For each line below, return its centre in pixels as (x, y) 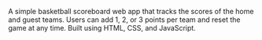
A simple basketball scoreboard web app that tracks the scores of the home (131, 11)
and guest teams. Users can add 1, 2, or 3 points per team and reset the (124, 20)
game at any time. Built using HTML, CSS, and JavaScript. (102, 28)
